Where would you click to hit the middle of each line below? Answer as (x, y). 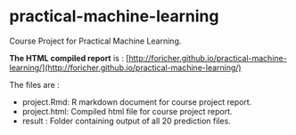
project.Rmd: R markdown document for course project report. (137, 102)
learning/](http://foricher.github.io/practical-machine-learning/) (126, 67)
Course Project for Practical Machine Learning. (95, 41)
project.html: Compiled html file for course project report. (127, 111)
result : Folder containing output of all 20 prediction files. (127, 121)
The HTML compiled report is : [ (69, 58)
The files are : (34, 84)
